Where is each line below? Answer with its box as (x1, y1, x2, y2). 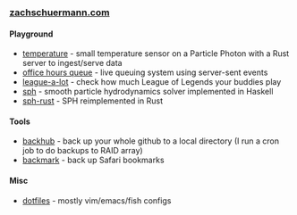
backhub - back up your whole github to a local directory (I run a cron (21, 136, 280, 146)
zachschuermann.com (9, 6, 110, 19)
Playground (9, 29, 54, 39)
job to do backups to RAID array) (21, 145, 143, 156)
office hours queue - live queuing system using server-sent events (21, 67, 268, 78)
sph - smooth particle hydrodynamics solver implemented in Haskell (21, 87, 274, 97)
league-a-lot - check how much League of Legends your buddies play (21, 77, 282, 87)
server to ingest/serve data (21, 58, 123, 69)
